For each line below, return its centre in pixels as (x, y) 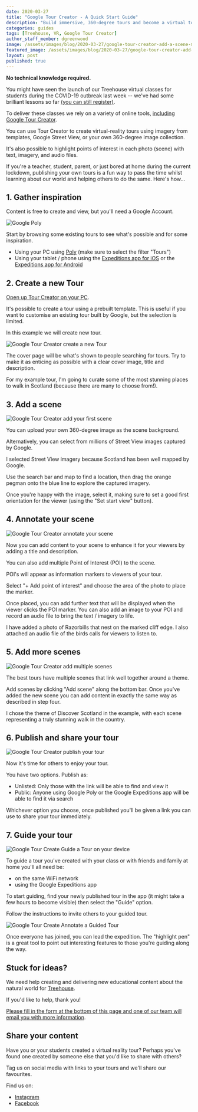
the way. (16, 949)
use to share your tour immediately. (49, 816)
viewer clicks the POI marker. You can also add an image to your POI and (95, 609)
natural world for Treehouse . (41, 988)
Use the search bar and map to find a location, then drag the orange (89, 477)
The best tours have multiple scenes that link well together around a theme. (98, 678)
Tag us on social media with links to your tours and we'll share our (86, 1068)
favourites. (19, 1074)
